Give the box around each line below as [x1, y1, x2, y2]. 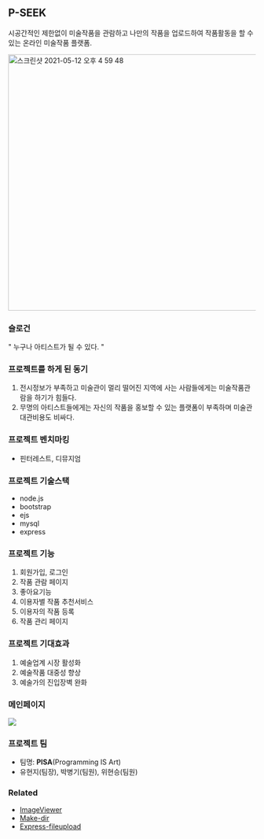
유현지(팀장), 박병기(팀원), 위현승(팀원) [19, 767, 138, 777]
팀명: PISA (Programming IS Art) [19, 757, 122, 767]
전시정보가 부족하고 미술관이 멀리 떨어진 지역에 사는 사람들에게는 [19, 383, 218, 393]
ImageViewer [19, 805, 63, 815]
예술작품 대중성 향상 [19, 667, 81, 677]
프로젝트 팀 [8, 737, 48, 748]
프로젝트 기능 [8, 548, 55, 559]
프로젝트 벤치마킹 [8, 434, 70, 445]
